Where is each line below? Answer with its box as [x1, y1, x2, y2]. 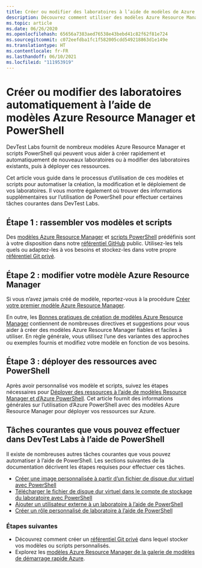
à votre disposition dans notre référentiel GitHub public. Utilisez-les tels [6, 240, 183, 247]
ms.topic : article [6, 20, 52, 26]
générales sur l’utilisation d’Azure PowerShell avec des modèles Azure [6, 401, 180, 408]
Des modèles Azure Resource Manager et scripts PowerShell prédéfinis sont [6, 233, 196, 241]
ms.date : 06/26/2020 [6, 25, 58, 32]
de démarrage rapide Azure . [14, 555, 85, 562]
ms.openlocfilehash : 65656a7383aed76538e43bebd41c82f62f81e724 [6, 31, 168, 37]
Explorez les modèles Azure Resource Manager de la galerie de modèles [14, 548, 195, 555]
